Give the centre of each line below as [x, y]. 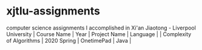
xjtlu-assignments [53, 11]
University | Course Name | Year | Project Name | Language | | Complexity [99, 34]
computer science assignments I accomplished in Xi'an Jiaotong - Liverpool [101, 28]
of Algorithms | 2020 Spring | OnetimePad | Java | [69, 40]
